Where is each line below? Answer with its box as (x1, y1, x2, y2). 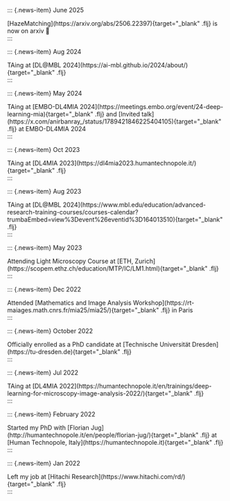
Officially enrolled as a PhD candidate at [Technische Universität (7, 340, 191, 348)
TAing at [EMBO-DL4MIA (7, 103, 78, 110)
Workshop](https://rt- (132, 298, 195, 307)
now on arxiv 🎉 (7, 27, 50, 35)
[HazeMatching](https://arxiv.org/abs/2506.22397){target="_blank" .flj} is (7, 19, 218, 27)
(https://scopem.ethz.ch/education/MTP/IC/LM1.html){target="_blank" (7, 264, 208, 273)
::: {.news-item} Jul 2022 (7, 368, 78, 377)
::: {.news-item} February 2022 (7, 410, 96, 418)
